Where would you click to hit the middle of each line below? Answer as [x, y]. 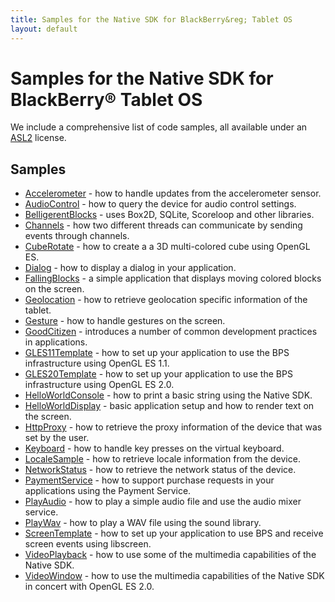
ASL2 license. [38, 138]
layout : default [44, 29]
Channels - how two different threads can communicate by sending [163, 225]
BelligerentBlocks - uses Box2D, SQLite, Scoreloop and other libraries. [169, 215]
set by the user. [57, 438]
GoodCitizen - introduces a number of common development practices [171, 332]
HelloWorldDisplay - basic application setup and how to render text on [169, 406]
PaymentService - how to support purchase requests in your [149, 480]
